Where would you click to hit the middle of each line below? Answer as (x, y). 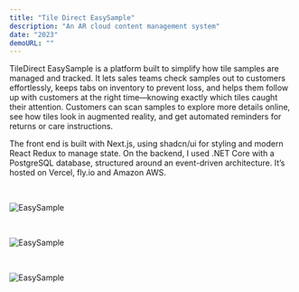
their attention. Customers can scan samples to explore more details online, (150, 107)
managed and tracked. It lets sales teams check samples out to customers (148, 79)
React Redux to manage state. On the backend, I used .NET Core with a (142, 154)
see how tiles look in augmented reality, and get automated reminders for (145, 117)
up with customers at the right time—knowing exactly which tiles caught (144, 98)
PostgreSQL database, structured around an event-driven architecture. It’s (147, 163)
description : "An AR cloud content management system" (115, 26)
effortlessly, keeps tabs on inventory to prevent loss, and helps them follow (149, 88)
